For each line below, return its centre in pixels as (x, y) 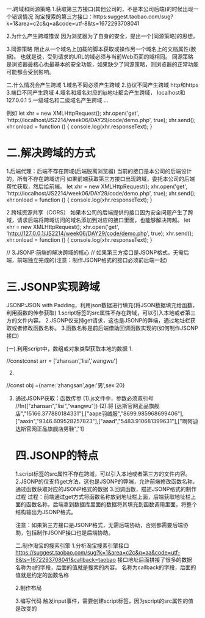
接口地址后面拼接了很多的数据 (154, 559)
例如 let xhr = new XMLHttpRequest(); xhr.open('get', (73, 113)
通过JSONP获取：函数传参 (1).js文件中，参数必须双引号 (84, 398)
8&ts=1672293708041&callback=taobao (65, 559)
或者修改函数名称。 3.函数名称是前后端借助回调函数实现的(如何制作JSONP (105, 328)
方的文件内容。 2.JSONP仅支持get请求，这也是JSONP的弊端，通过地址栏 (99, 320)
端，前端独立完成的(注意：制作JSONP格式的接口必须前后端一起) (87, 260)
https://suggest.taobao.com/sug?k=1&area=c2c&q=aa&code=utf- (98, 552)
